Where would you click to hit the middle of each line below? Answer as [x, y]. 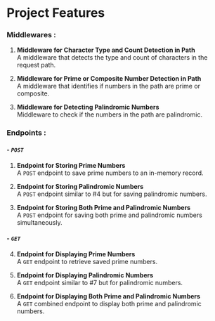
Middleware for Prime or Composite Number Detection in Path [109, 79]
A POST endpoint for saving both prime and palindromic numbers [110, 215]
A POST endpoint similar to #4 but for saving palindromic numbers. [112, 194]
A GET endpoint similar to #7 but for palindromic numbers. [100, 282]
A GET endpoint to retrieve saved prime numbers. [87, 261]
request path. [36, 65]
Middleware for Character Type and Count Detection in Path [106, 50]
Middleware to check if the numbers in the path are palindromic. [110, 114]
